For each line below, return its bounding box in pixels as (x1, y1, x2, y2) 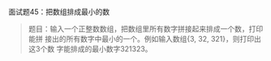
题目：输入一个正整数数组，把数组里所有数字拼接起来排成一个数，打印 (28, 24, 264, 34)
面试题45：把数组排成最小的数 (8, 7, 110, 16)
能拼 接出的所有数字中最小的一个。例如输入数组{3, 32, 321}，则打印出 (28, 35, 262, 43)
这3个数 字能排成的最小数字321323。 (28, 44, 153, 54)
